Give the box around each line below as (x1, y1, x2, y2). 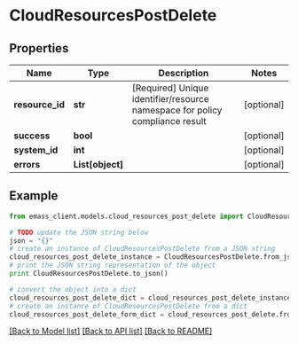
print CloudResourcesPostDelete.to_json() (9, 270, 169, 278)
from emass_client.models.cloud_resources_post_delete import (9, 212, 244, 221)
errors (13, 159, 41, 170)
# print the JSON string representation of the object (9, 261, 216, 270)
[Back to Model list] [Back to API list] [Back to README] (9, 325, 213, 337)
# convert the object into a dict (9, 285, 137, 293)
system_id (13, 144, 59, 156)
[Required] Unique (131, 82, 209, 94)
